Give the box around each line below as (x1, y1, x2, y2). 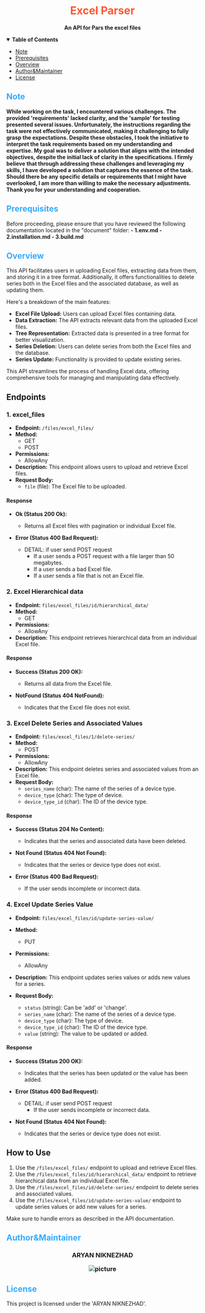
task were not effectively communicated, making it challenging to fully (6, 127, 189, 135)
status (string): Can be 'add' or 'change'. (24, 1004, 128, 1011)
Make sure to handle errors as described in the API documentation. (6, 1214, 175, 1222)
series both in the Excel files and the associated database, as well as (6, 280, 179, 287)
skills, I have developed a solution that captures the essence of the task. (6, 166, 193, 173)
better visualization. (15, 336, 65, 344)
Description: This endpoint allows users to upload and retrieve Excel (15, 463, 188, 471)
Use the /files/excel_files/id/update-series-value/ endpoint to (15, 1196, 182, 1204)
